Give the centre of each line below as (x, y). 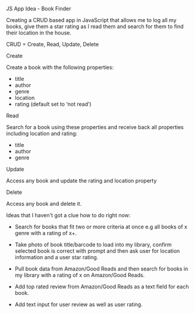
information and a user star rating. (56, 257)
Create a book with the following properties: (60, 67)
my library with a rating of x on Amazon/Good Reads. (80, 275)
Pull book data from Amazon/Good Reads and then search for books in (101, 269)
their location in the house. (39, 33)
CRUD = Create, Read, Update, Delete (53, 44)
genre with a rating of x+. (46, 233)
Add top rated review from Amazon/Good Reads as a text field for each (102, 287)
